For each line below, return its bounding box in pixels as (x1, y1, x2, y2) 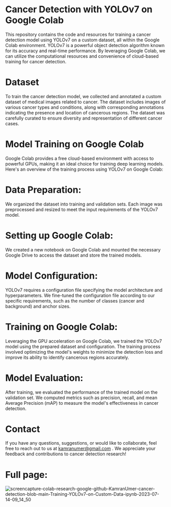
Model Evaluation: (5, 372, 83, 384)
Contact (5, 423, 40, 435)
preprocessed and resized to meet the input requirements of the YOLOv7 (5, 206, 158, 213)
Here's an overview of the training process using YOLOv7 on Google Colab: (5, 166, 163, 172)
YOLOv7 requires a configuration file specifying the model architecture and (5, 287, 163, 293)
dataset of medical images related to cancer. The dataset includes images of (5, 99, 166, 105)
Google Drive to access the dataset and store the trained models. (5, 252, 142, 258)
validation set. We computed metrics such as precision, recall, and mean (5, 395, 158, 401)
